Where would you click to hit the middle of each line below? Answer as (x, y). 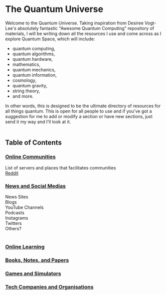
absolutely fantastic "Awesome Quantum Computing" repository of (86, 28)
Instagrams (17, 218)
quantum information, (34, 75)
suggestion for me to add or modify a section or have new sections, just (79, 116)
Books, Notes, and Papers (37, 260)
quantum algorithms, (34, 54)
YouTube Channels (24, 207)
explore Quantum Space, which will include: (50, 39)
